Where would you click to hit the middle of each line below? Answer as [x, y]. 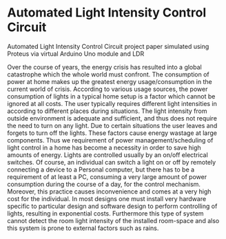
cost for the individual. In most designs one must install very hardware [107, 198]
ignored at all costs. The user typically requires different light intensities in [112, 103]
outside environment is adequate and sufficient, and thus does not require [112, 118]
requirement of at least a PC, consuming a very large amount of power [107, 176]
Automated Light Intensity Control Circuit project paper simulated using [108, 46]
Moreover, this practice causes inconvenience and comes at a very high [109, 191]
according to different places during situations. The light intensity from [107, 111]
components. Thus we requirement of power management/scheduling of [110, 140]
